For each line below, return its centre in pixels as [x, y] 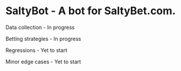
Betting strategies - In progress [43, 38]
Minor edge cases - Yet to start [43, 62]
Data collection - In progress [40, 27]
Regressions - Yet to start [37, 50]
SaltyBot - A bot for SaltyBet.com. [91, 11]
